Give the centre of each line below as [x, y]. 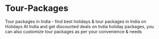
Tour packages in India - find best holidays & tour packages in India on [76, 21]
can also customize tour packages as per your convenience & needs [74, 31]
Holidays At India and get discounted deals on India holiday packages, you [79, 26]
